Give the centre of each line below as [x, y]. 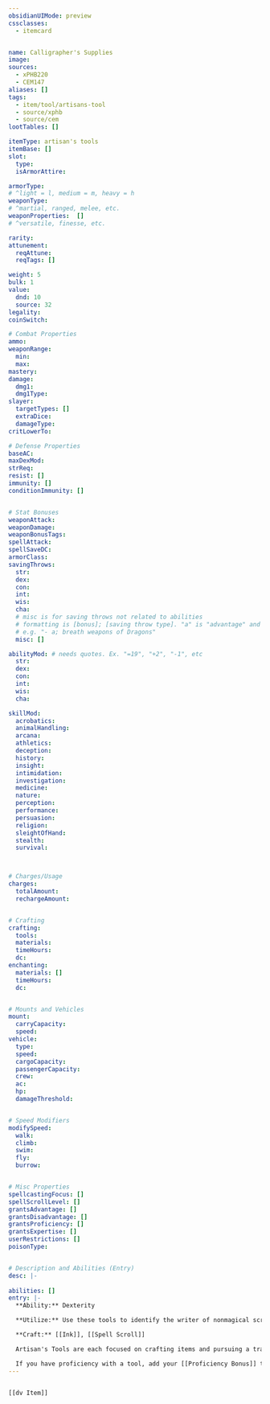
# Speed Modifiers [39, 1120]
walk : [25, 1135]
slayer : [21, 402]
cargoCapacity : [41, 1061]
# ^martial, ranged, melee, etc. [64, 209]
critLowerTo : [30, 431]
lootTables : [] [34, 127]
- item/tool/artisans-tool [61, 105]
